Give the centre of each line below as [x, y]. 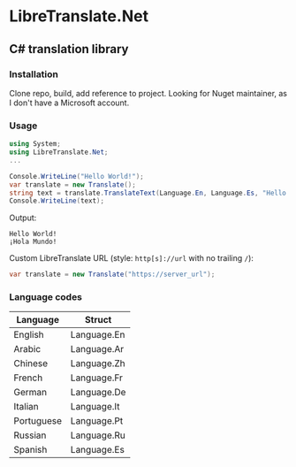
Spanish [30, 450]
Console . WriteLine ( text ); [57, 201]
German [30, 393]
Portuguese [38, 421]
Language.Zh [98, 364]
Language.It [95, 407]
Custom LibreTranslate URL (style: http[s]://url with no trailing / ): [132, 258]
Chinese [31, 364]
